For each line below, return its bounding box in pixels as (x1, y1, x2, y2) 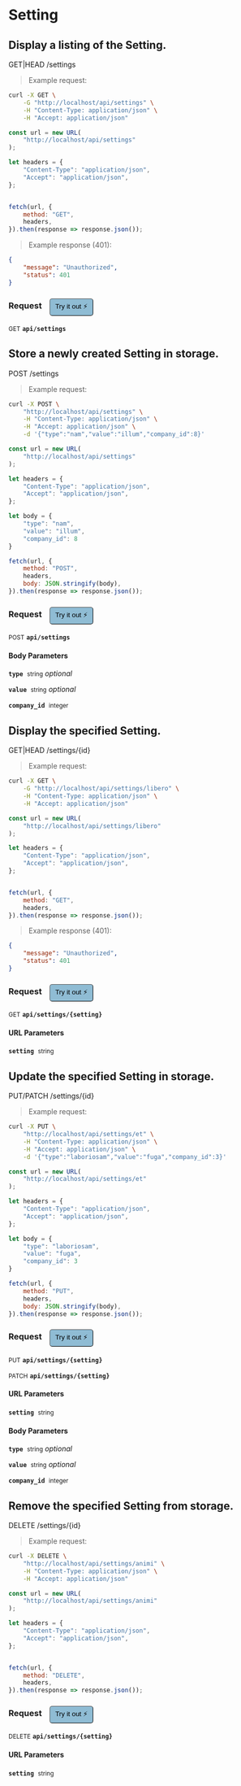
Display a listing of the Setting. (8, 38, 166, 52)
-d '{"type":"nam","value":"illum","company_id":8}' (23, 430, 205, 438)
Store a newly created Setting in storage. (8, 347, 219, 361)
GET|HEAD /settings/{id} (8, 746, 91, 756)
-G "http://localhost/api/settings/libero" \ (23, 785, 180, 793)
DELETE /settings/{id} (8, 1521, 81, 1530)
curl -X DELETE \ (8, 1552, 67, 1560)
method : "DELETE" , (23, 1671, 85, 1679)
